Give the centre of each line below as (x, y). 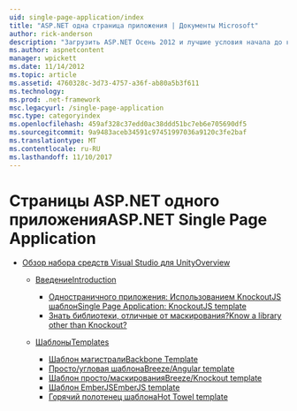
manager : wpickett (43, 58)
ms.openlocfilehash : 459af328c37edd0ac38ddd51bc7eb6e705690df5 (128, 125)
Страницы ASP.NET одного (114, 201)
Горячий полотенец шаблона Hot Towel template (138, 397)
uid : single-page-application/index (76, 17)
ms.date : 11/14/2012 (47, 67)
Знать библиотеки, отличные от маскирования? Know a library (165, 316)
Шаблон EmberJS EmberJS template (114, 388)
